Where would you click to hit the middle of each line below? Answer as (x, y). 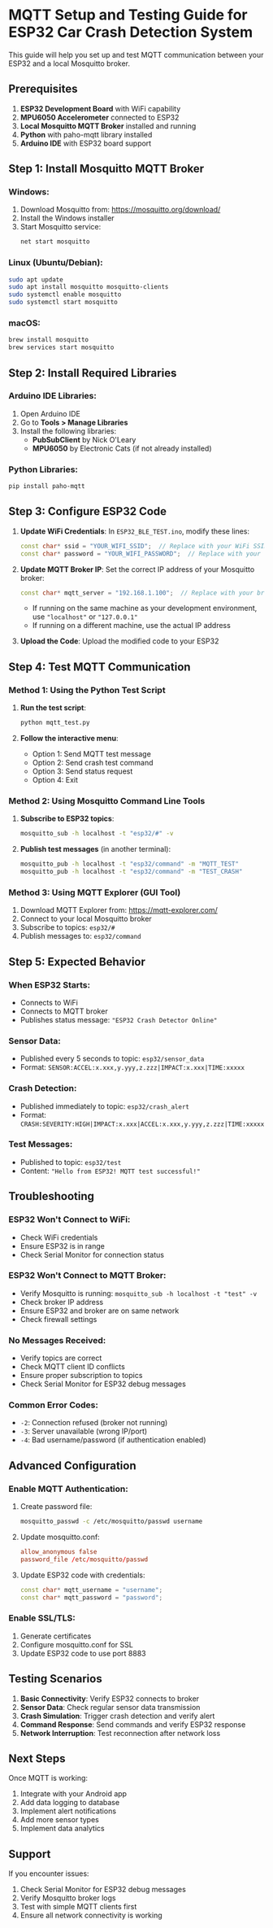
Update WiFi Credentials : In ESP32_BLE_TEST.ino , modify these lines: (135, 531)
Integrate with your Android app (74, 1794)
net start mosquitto (55, 242)
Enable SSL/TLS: (42, 1618)
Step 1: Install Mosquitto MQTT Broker (106, 169)
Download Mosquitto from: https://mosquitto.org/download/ (120, 210)
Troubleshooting (52, 1196)
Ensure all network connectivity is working (91, 1915)
